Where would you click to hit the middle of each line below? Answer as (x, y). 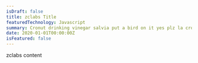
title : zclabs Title (32, 17)
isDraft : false (25, 11)
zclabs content (24, 55)
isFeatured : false (29, 38)
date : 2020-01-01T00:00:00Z (41, 33)
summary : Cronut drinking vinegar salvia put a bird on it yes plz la (95, 28)
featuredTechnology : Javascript (46, 22)
